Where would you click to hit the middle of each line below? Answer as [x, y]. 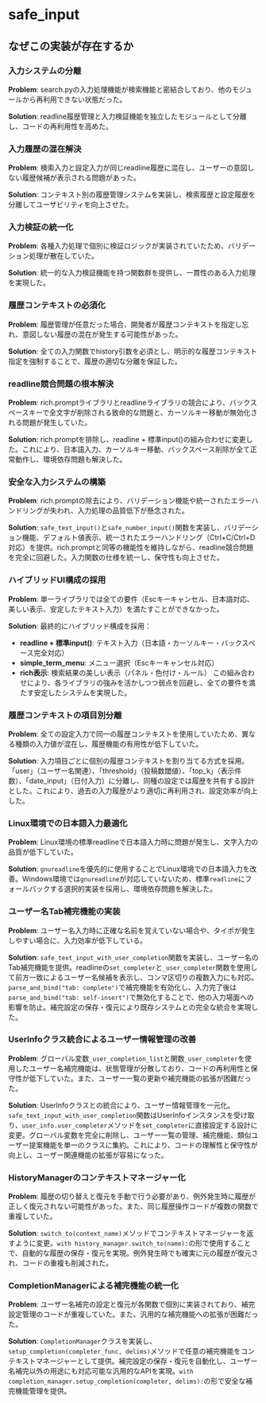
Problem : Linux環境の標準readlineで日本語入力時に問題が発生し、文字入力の [133, 842]
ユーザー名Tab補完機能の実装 [64, 912]
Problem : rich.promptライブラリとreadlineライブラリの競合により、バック [129, 403]
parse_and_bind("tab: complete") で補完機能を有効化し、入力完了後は [122, 987]
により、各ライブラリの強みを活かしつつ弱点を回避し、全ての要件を [138, 682]
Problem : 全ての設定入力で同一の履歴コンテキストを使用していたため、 [125, 733]
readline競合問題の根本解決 [61, 384]
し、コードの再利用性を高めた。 [60, 126]
